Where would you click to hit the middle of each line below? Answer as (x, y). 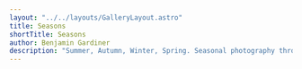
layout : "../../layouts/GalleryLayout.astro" (96, 17)
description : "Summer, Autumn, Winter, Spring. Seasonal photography (142, 51)
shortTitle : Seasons (48, 34)
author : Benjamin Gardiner (60, 43)
